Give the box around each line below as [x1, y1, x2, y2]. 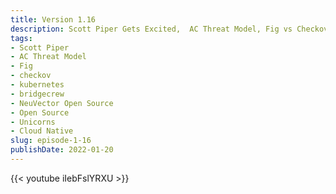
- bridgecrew [10, 89, 65, 99]
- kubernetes [10, 80, 65, 90]
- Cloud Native [10, 126, 74, 136]
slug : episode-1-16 [10, 136, 92, 146]
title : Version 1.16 [10, 14, 97, 25]
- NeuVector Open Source [10, 98, 114, 108]
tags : [10, 33, 33, 43]
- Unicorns [10, 117, 56, 127]
